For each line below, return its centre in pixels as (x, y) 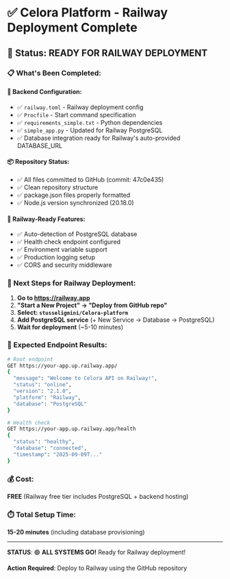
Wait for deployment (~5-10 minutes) (70, 327)
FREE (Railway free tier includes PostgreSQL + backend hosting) (98, 496)
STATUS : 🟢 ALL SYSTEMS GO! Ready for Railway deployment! (97, 552)
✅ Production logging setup (56, 257)
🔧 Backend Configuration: (44, 92)
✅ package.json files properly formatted (74, 195)
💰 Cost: (21, 479)
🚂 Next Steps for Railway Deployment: (72, 283)
